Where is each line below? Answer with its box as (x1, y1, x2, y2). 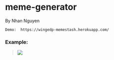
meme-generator (5, 1, 77, 13)
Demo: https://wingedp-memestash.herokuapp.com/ (5, 27, 110, 32)
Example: (5, 38, 28, 45)
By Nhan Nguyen (5, 18, 40, 24)
